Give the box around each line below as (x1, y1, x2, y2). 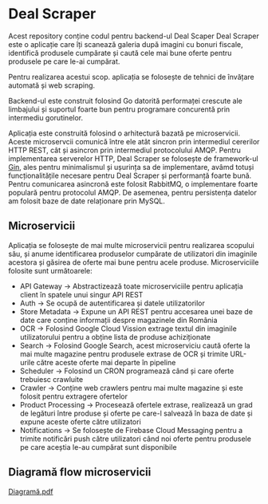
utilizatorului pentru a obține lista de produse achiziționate (19, 332, 211, 341)
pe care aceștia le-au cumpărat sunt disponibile (19, 442, 177, 451)
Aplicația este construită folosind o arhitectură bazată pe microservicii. (8, 128, 241, 138)
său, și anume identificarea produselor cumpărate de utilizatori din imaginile (8, 249, 258, 258)
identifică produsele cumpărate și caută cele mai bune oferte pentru (8, 48, 232, 57)
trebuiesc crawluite (19, 374, 84, 384)
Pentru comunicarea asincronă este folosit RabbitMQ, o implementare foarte (8, 179, 258, 188)
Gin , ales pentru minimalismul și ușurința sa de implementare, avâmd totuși (8, 162, 254, 171)
